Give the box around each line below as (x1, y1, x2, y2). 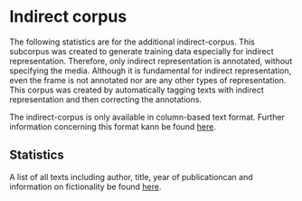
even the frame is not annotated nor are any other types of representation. (9, 74, 287, 85)
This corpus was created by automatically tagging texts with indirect (9, 84, 264, 95)
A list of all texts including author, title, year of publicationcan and (9, 171, 253, 182)
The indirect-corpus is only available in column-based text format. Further (9, 111, 285, 122)
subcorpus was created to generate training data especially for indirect (9, 45, 274, 56)
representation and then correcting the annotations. (9, 93, 202, 105)
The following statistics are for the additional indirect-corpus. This (9, 36, 256, 47)
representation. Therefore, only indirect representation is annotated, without (9, 55, 293, 66)
